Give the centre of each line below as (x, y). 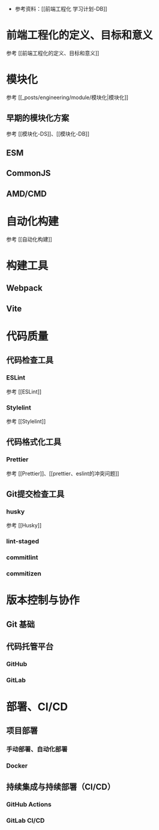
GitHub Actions (29, 804)
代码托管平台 (30, 647)
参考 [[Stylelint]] (26, 421)
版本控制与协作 (43, 600)
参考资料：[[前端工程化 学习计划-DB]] (61, 9)
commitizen (24, 574)
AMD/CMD (26, 194)
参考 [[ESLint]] (24, 392)
